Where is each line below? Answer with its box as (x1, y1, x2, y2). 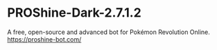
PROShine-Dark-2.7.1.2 (7, 5, 142, 21)
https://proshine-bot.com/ (7, 35, 82, 43)
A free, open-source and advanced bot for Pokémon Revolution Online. (7, 28, 210, 36)
